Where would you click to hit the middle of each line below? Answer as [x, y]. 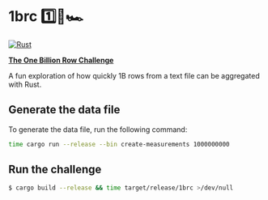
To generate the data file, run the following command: [98, 129]
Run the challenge [55, 170]
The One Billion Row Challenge [61, 60]
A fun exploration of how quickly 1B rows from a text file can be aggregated [134, 75]
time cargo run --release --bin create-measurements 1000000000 [119, 144]
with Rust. [25, 84]
